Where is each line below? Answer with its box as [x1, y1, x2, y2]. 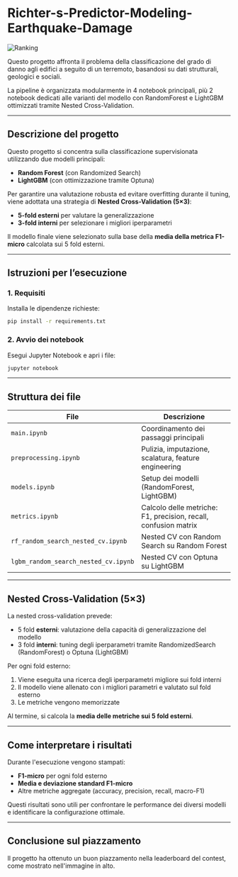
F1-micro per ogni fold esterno [17, 771, 108, 780]
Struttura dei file [7, 391, 81, 403]
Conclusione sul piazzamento [7, 835, 142, 847]
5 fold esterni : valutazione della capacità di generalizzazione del [17, 625, 207, 634]
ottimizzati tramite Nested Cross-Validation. [7, 101, 135, 109]
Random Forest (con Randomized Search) [17, 168, 142, 177]
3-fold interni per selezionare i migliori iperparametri [17, 218, 172, 227]
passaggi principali [141, 432, 204, 442]
